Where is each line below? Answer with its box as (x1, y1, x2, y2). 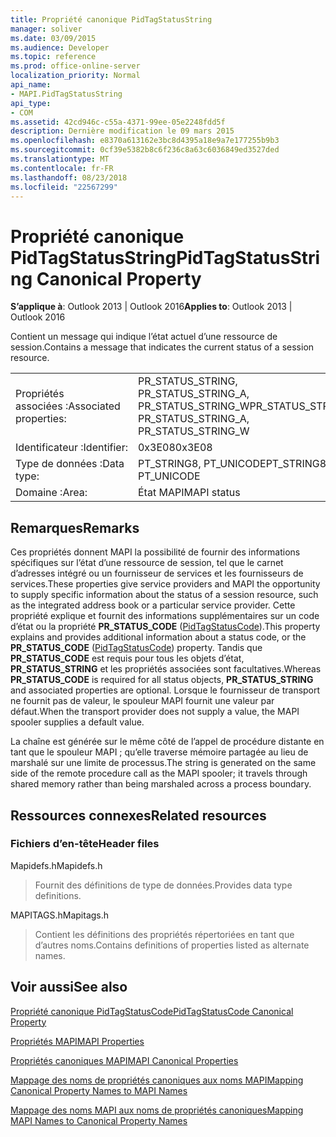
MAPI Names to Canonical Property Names (10, 1114, 188, 1126)
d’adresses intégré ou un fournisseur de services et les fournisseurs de (10, 567, 304, 580)
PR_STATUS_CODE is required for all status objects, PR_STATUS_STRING (10, 674, 314, 686)
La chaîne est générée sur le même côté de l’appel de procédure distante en (10, 736, 325, 748)
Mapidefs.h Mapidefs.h (10, 859, 103, 871)
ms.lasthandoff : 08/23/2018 (10, 172, 128, 183)
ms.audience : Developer (10, 42, 110, 53)
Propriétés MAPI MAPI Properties (10, 1035, 145, 1047)
